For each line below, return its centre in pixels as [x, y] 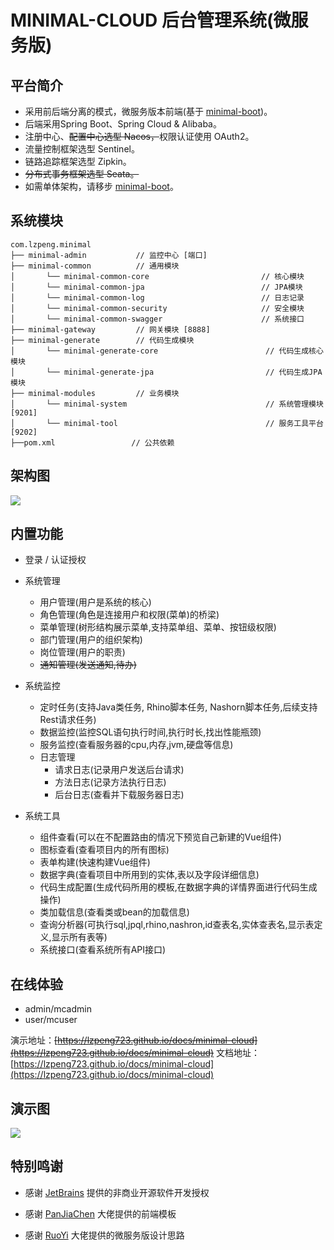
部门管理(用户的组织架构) [91, 640]
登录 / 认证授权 [55, 560]
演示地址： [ [34, 1040]
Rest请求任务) [68, 720]
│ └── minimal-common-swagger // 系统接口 [157, 319]
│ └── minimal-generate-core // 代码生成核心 [167, 351]
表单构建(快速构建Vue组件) [95, 862]
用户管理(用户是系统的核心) [95, 602]
